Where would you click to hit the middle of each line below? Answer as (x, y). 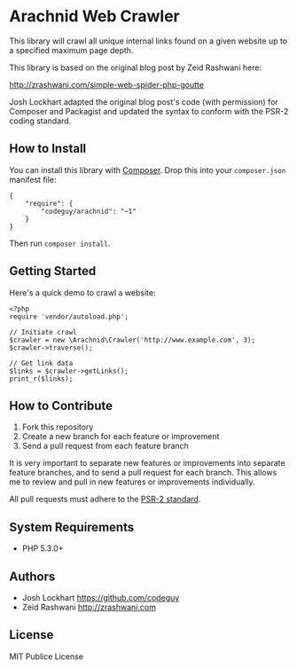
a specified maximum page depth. (71, 50)
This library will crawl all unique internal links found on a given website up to (148, 41)
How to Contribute (61, 405)
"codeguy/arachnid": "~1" (89, 211)
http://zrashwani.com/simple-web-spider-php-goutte (106, 84)
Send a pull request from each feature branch (105, 446)
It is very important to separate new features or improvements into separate (147, 463)
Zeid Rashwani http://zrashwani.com (89, 607)
